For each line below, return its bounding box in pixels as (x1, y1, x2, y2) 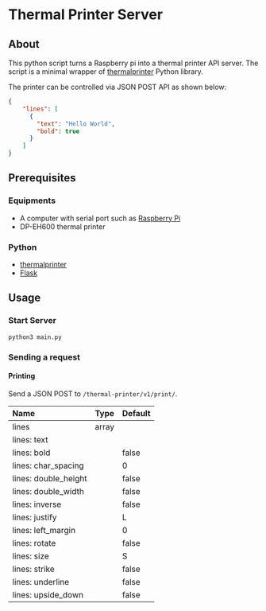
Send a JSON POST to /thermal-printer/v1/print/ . (8, 388, 178, 399)
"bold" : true (37, 127, 80, 135)
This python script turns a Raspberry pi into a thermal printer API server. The (8, 58, 259, 68)
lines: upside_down (12, 589, 84, 600)
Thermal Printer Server (8, 6, 164, 24)
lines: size (12, 551, 49, 562)
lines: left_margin (12, 524, 76, 535)
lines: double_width (12, 485, 85, 496)
